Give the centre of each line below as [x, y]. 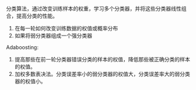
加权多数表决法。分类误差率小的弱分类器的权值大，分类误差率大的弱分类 [102, 74]
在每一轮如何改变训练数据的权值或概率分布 [66, 28]
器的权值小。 [30, 81]
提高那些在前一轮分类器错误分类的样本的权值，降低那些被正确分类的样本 [102, 59]
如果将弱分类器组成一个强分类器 [53, 36]
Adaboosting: [22, 47]
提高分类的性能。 [37, 16]
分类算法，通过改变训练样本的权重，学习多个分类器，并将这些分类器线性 [94, 8]
